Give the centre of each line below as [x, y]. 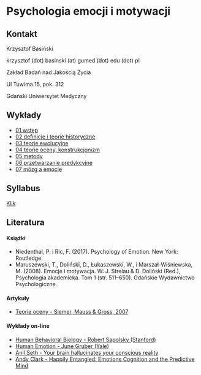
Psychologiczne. [36, 284]
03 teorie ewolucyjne [42, 143]
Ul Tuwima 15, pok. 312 [35, 84]
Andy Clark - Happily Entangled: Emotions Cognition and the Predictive [105, 359]
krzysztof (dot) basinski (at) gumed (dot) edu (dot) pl [73, 60]
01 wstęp [27, 130]
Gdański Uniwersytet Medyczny [47, 96]
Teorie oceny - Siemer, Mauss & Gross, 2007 [72, 312]
